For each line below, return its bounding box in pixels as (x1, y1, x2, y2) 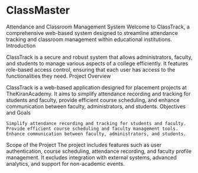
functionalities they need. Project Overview (6, 72, 111, 79)
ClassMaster (6, 4, 70, 17)
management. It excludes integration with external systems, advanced (6, 153, 177, 161)
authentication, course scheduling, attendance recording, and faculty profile (6, 148, 192, 155)
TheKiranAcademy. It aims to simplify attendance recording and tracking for (6, 90, 191, 97)
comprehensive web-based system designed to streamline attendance (6, 29, 178, 36)
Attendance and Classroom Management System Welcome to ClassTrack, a (6, 23, 190, 30)
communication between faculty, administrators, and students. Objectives (6, 102, 186, 110)
